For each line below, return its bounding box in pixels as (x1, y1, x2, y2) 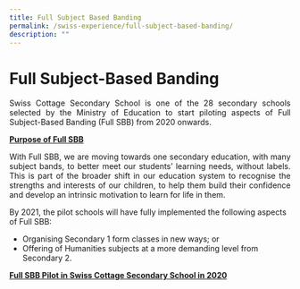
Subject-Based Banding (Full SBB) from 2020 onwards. (9, 117, 212, 128)
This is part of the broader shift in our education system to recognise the (9, 171, 291, 182)
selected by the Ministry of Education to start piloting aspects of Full (9, 107, 291, 118)
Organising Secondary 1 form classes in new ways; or (21, 234, 221, 244)
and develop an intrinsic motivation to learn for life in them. (9, 190, 226, 200)
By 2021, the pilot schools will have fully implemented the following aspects (9, 207, 287, 217)
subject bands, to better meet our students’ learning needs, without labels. (9, 161, 291, 172)
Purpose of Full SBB (9, 134, 85, 145)
